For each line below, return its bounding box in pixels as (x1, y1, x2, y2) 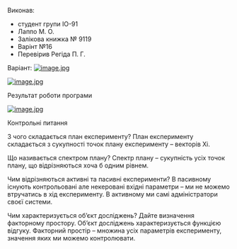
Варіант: (7, 64, 33, 72)
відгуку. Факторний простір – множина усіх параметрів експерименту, (7, 226, 221, 235)
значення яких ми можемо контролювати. (7, 234, 136, 242)
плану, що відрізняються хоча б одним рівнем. (7, 161, 149, 170)
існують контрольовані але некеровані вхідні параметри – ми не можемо (7, 182, 230, 191)
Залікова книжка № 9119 (17, 35, 92, 43)
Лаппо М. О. (17, 28, 54, 35)
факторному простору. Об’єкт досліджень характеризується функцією (7, 219, 221, 227)
